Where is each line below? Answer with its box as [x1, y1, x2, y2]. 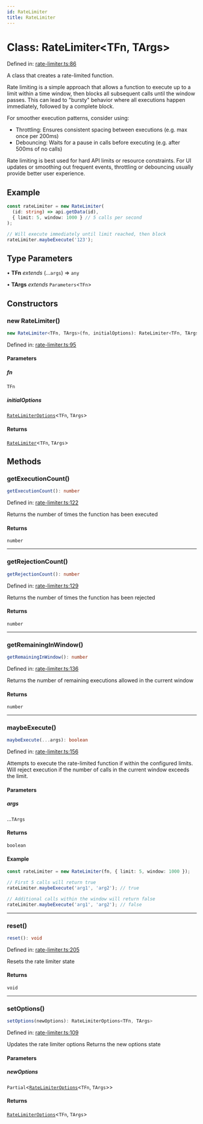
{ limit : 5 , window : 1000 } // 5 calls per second [12, 215, 142, 221]
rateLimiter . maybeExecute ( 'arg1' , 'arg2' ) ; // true [7, 885, 139, 891]
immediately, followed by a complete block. [7, 103, 114, 110]
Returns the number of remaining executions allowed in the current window [7, 676, 194, 684]
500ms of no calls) [15, 145, 63, 152]
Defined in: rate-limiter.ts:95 [7, 341, 77, 348]
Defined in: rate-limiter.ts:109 [7, 1029, 79, 1037]
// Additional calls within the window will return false [7, 896, 155, 902]
